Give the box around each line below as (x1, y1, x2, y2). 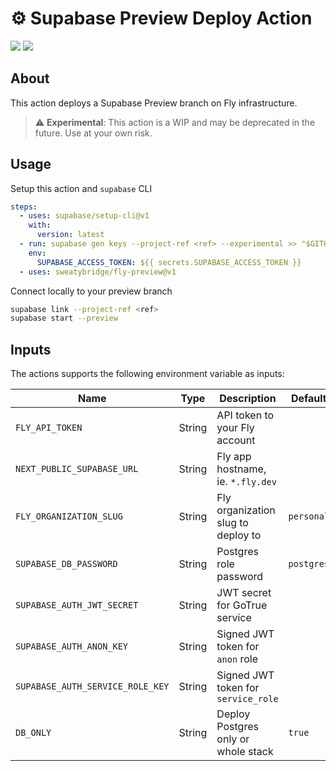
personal (288, 511, 330, 522)
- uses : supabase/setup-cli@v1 (19, 211, 150, 221)
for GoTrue (216, 598, 268, 612)
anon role (216, 652, 258, 666)
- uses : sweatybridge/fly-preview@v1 (19, 267, 177, 277)
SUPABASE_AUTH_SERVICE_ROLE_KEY (15, 681, 170, 692)
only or (216, 732, 250, 746)
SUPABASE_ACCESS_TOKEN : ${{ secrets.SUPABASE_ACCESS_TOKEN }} (36, 257, 302, 267)
